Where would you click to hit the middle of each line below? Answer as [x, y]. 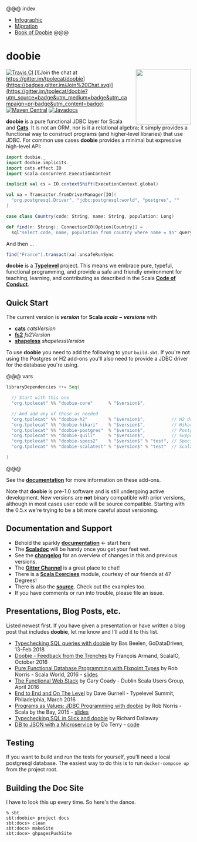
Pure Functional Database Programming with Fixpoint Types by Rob [96, 668]
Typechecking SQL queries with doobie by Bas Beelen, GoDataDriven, [99, 643]
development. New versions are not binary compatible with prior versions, [96, 497]
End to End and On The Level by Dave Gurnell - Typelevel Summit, [94, 693]
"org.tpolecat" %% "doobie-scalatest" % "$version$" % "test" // [94, 447]
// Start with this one [40, 398]
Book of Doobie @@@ [42, 32]
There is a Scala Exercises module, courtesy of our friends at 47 [93, 574]
